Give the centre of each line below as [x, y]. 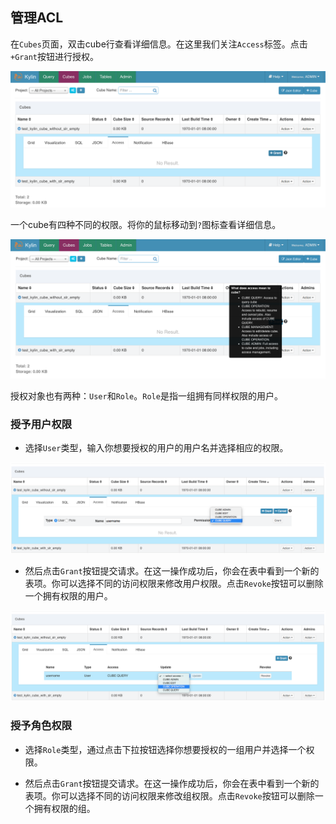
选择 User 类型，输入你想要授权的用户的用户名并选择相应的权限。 [156, 448]
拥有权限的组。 [64, 808]
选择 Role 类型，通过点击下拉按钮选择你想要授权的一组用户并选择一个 [165, 749]
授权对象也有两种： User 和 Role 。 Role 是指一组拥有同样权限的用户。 [146, 395]
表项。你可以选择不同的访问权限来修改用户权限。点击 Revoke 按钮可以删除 [174, 583]
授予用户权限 [41, 424]
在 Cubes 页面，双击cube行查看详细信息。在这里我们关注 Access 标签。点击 [159, 44]
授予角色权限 [41, 726]
